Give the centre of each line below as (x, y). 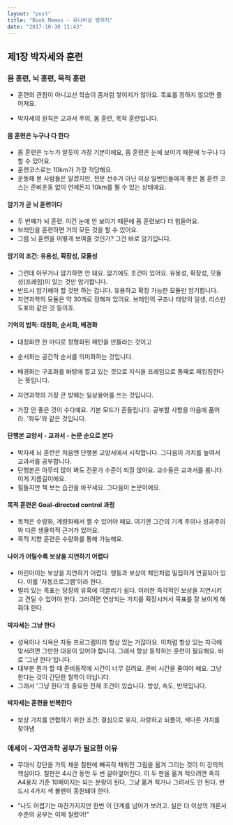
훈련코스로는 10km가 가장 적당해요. (65, 170)
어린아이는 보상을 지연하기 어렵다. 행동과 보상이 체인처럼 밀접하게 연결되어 (118, 573)
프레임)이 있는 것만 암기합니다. (67, 281)
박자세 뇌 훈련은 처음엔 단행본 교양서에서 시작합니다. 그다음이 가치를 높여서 (119, 453)
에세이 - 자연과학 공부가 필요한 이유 (62, 748)
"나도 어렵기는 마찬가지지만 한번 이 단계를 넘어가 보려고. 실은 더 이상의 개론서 (122, 805)
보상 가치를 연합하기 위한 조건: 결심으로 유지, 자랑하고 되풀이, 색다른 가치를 (119, 720)
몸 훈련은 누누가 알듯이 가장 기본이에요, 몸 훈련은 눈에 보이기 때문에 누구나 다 (121, 152)
